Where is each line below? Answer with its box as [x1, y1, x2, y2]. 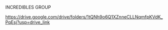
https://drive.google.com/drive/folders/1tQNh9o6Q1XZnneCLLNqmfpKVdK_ [5, 14, 163, 19]
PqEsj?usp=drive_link [5, 19, 50, 25]
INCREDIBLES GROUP [5, 4, 51, 10]
